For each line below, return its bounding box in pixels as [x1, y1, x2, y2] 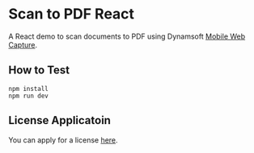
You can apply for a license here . [8, 134, 119, 145]
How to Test [8, 64, 70, 77]
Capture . [8, 39, 38, 49]
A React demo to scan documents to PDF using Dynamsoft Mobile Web [8, 31, 246, 41]
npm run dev [8, 92, 49, 100]
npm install [8, 85, 49, 93]
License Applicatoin [8, 114, 112, 127]
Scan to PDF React [8, 5, 135, 23]
